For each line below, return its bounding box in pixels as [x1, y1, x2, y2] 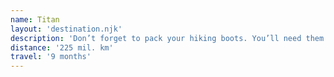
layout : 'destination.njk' [10, 24, 123, 34]
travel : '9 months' [10, 52, 92, 62]
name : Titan [10, 14, 60, 25]
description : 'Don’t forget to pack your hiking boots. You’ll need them [10, 33, 325, 43]
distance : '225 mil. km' [10, 42, 114, 53]
